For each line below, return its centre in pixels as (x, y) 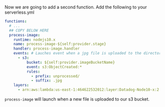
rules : (33, 71)
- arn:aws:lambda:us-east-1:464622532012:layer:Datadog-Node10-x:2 (88, 90)
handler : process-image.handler (47, 49)
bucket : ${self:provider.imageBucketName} (71, 62)
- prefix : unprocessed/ (55, 76)
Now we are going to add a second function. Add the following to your (76, 7)
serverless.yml (20, 12)
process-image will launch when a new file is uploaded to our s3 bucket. (77, 99)
